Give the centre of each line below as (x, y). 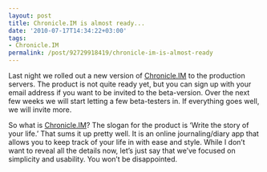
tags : (17, 38)
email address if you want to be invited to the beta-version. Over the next (129, 92)
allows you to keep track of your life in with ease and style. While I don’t (127, 142)
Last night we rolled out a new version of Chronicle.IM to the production (127, 76)
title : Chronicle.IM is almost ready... (77, 23)
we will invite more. (40, 110)
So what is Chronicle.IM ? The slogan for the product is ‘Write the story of (129, 125)
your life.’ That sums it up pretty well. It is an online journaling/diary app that (133, 134)
